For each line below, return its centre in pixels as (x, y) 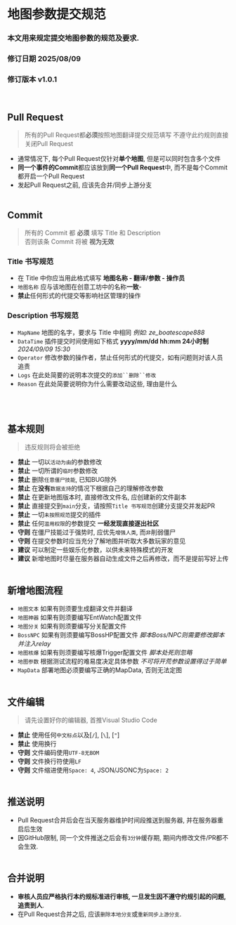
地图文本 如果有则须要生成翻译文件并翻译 (75, 609)
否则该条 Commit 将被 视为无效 (69, 241)
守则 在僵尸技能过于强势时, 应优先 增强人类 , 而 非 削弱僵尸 (97, 532)
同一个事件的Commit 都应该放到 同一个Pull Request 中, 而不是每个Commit (123, 168)
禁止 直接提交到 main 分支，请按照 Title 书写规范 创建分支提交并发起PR (116, 506)
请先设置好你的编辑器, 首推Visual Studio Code (91, 720)
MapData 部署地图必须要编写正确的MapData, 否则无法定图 (100, 670)
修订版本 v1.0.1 (32, 79)
